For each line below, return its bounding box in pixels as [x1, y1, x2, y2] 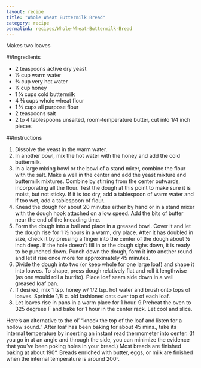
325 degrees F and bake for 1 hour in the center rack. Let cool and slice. [14, 306, 193, 313]
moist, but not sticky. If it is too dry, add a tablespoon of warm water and [14, 190, 194, 198]
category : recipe [6, 20, 50, 26]
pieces [14, 122, 32, 130]
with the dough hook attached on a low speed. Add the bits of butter [14, 210, 184, 217]
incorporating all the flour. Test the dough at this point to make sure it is [14, 184, 191, 192]
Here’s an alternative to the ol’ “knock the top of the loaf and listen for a [6, 317, 182, 324]
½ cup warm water [14, 71, 62, 79]
